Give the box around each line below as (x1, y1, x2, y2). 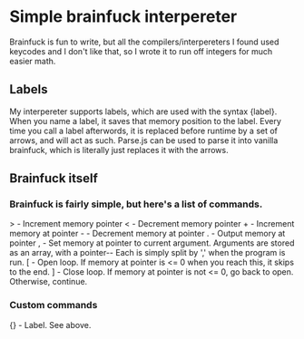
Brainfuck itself (9, 170, 98, 187)
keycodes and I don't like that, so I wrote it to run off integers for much (9, 45, 273, 56)
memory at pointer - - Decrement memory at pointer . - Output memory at (9, 228, 286, 239)
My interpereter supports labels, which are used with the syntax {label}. (9, 106, 278, 117)
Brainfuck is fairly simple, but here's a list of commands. (9, 198, 263, 210)
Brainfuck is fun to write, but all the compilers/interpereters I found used (9, 36, 279, 47)
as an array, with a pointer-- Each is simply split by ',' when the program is (9, 247, 286, 258)
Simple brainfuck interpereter (9, 6, 238, 27)
